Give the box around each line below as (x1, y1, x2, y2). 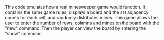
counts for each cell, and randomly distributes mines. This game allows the (5, 15, 158, 20)
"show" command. (5, 31, 43, 36)
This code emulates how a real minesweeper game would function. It (5, 4, 146, 10)
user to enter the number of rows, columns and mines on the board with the (5, 20, 160, 26)
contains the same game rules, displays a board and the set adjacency (5, 9, 149, 15)
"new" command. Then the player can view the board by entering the (5, 25, 146, 31)
